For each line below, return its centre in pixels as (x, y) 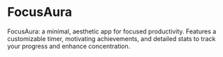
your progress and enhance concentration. (69, 46)
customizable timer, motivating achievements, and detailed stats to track (111, 38)
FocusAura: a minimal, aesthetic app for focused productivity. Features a (112, 31)
